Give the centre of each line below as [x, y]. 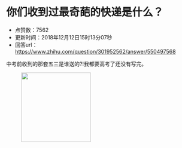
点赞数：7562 [32, 30]
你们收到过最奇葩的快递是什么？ [85, 12]
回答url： [26, 45]
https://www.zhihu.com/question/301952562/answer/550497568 [95, 51]
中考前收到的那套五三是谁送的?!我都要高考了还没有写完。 [77, 64]
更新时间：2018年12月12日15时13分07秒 [63, 37]
